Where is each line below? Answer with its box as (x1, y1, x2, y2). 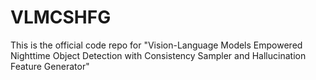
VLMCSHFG (10, 6, 112, 29)
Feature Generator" (10, 60, 90, 72)
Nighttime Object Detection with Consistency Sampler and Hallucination (10, 49, 307, 61)
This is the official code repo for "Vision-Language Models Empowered (10, 39, 303, 51)
